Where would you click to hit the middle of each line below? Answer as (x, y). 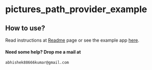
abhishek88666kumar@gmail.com (37, 63)
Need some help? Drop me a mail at (43, 52)
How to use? (25, 28)
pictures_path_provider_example (76, 9)
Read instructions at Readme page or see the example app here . (72, 40)
